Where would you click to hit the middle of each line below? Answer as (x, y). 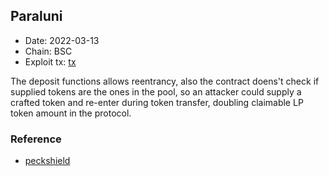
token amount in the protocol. (71, 113)
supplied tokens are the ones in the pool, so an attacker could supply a (156, 91)
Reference (36, 139)
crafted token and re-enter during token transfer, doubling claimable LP (157, 102)
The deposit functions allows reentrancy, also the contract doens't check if (165, 81)
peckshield (47, 161)
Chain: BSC (48, 51)
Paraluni (36, 16)
